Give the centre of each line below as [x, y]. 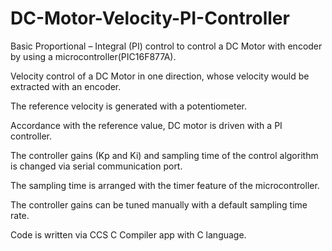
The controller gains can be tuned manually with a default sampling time [159, 204]
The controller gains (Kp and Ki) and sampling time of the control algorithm [164, 155]
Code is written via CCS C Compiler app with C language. [128, 234]
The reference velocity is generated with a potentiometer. [128, 106]
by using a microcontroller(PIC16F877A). [93, 56]
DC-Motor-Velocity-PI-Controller [150, 18]
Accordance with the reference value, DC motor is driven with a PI [146, 125]
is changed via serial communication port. [96, 166]
